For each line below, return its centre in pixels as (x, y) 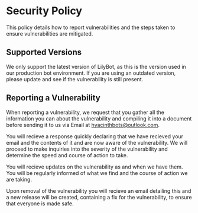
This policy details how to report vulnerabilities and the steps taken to (91, 27)
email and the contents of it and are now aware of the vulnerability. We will (97, 142)
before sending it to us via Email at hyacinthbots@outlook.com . (83, 125)
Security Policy (44, 11)
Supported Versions (44, 53)
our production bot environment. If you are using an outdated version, (91, 73)
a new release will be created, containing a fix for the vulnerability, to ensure (99, 197)
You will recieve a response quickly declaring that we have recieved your (95, 136)
